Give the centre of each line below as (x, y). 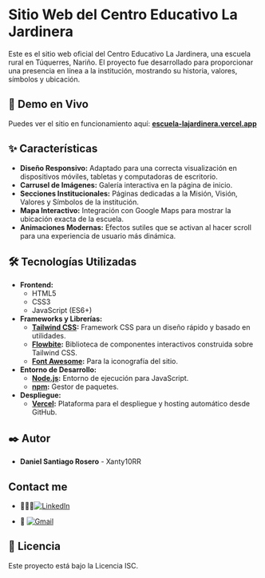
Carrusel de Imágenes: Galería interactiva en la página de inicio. (126, 184)
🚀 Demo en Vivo (49, 104)
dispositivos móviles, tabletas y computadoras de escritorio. (119, 176)
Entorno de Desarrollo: (58, 370)
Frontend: (36, 285)
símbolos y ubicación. (44, 79)
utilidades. (49, 336)
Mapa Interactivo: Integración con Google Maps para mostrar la (125, 210)
